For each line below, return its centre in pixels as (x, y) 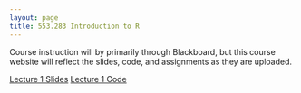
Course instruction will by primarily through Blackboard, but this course (143, 51)
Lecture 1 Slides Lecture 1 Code (68, 79)
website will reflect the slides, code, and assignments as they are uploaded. (151, 61)
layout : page (34, 18)
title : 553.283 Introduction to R (75, 26)
